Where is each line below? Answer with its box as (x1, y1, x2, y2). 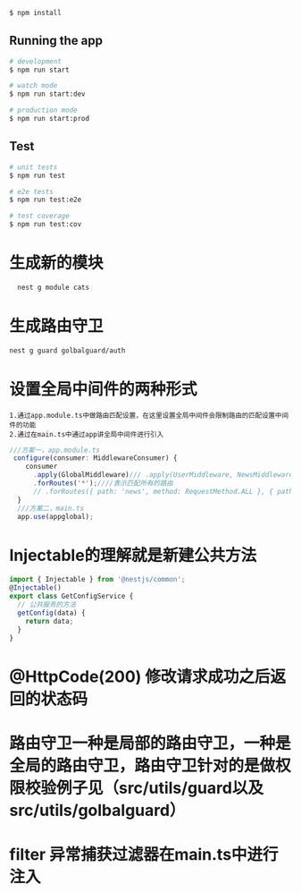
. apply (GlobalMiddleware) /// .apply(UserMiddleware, (32, 471, 234, 480)
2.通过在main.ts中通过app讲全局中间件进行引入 (9, 429, 164, 438)
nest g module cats (17, 283, 90, 292)
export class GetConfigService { (9, 591, 134, 601)
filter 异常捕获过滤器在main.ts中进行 (9, 844, 279, 864)
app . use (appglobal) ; (17, 512, 94, 521)
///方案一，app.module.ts (9, 446, 101, 455)
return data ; (25, 617, 74, 625)
